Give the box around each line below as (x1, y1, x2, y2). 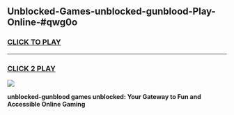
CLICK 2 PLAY (7, 63, 56, 73)
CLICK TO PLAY (7, 38, 61, 47)
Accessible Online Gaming (7, 100, 86, 108)
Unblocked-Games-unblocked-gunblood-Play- (7, 6, 216, 17)
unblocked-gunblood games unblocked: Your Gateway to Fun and (7, 92, 202, 100)
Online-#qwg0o (7, 17, 78, 29)
